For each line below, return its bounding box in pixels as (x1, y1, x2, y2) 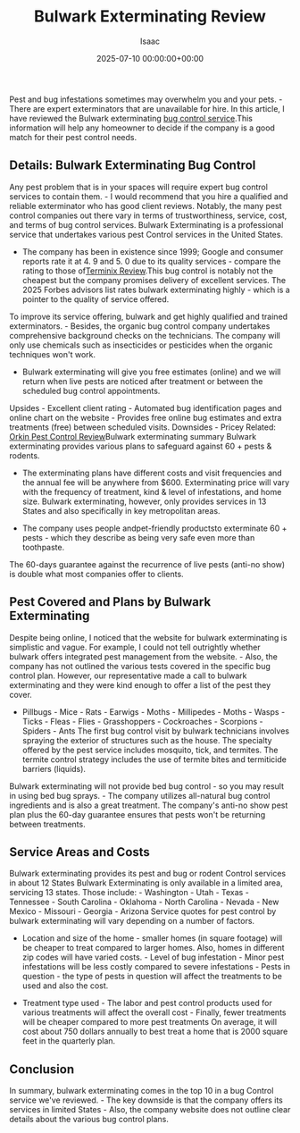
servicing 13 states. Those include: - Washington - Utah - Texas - (9, 887, 250, 898)
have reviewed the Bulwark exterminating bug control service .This (9, 113, 253, 123)
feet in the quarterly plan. (21, 1036, 116, 1046)
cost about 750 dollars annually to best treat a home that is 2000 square (21, 1026, 288, 1037)
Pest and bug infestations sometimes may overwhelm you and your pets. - (9, 94, 283, 105)
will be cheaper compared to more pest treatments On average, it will (21, 1017, 278, 1028)
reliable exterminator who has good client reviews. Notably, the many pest (9, 200, 283, 211)
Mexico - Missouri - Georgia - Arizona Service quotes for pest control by (9, 906, 277, 917)
